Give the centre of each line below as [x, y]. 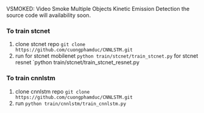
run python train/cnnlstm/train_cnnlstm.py [71, 103]
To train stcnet [28, 31]
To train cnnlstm [31, 78]
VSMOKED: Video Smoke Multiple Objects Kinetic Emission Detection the [98, 9]
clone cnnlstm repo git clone [52, 91]
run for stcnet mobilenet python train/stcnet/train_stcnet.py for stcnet [107, 56]
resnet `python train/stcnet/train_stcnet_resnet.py [77, 63]
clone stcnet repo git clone [50, 44]
